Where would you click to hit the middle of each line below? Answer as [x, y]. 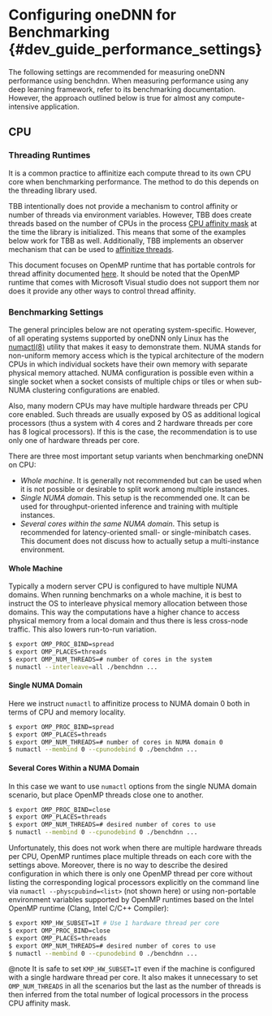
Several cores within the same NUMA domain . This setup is [119, 523]
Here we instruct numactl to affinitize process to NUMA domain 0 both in [129, 703]
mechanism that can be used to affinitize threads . [91, 249]
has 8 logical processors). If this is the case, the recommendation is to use [133, 432]
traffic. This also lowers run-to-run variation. [82, 630]
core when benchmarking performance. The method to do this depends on [134, 181]
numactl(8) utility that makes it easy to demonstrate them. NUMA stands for [135, 346]
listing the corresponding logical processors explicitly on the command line [134, 883]
